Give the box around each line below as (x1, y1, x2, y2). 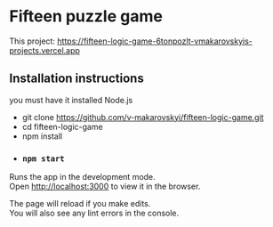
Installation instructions (9, 71, 144, 86)
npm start (21, 153, 65, 164)
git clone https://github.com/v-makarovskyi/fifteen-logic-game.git (21, 111, 264, 122)
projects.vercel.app (9, 45, 80, 55)
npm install (21, 131, 63, 142)
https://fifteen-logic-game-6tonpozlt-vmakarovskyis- (57, 36, 253, 46)
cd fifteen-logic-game (21, 121, 104, 132)
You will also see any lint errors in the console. (9, 207, 180, 219)
